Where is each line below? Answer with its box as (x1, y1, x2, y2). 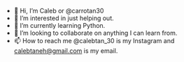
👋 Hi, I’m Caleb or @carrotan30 (13, 7, 104, 15)
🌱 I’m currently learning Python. (13, 22, 106, 29)
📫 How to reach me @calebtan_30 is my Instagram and (13, 37, 175, 45)
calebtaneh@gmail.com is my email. (13, 47, 118, 55)
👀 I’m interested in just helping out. (13, 14, 114, 22)
